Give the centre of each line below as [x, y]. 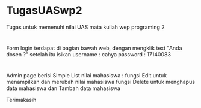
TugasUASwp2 [44, 10]
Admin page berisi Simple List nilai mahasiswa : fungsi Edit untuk [87, 76]
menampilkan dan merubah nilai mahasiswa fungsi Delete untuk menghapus [101, 82]
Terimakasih [21, 100]
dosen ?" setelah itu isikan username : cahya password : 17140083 [89, 55]
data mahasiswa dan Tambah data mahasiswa [63, 88]
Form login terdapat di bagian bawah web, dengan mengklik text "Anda [94, 48]
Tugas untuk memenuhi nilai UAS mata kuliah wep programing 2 [86, 27]
